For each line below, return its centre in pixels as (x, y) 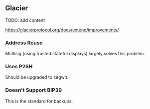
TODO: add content (25, 20)
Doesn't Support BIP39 (34, 90)
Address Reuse (24, 43)
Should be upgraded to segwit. (37, 77)
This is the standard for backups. (39, 101)
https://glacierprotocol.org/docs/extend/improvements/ (62, 30)
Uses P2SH (19, 67)
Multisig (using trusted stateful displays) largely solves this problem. (75, 54)
